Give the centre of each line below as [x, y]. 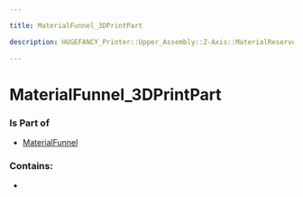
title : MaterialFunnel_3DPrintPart [76, 25]
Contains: [32, 165]
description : [34, 42]
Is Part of [29, 123]
